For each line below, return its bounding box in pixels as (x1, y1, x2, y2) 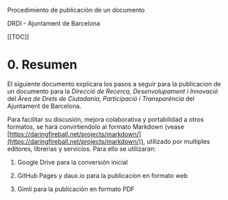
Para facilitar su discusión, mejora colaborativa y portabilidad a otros (7, 115, 204, 123)
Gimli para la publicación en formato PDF (17, 185, 135, 193)
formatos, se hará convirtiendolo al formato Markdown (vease (7, 122, 184, 131)
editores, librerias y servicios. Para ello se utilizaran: (7, 145, 156, 153)
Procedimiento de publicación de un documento (7, 6, 145, 14)
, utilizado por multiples (143, 137, 211, 145)
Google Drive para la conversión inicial (17, 158, 129, 166)
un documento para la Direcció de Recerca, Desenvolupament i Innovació (7, 87, 218, 96)
